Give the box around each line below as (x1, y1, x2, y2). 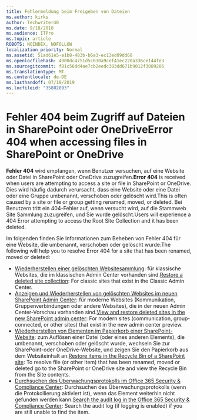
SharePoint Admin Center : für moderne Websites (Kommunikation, (14, 296, 175, 303)
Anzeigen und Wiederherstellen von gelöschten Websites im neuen (14, 290, 178, 297)
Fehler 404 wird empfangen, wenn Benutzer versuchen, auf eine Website (6, 167, 185, 174)
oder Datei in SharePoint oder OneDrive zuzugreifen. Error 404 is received (6, 173, 186, 180)
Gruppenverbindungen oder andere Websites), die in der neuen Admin (14, 302, 186, 309)
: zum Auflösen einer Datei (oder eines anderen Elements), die (34, 333, 185, 341)
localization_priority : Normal (6, 47, 83, 53)
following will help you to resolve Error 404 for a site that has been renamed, (6, 247, 192, 254)
